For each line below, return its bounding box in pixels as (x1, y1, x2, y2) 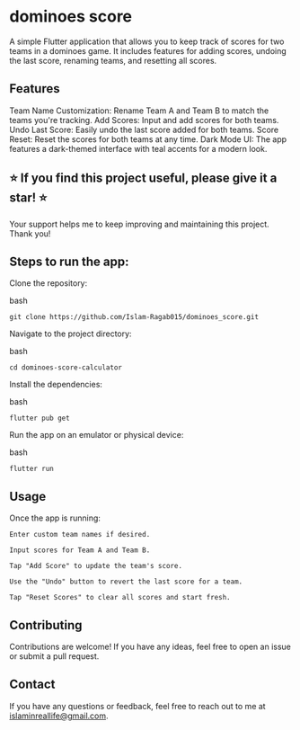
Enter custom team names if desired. (9, 530, 151, 539)
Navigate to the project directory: (9, 328, 132, 339)
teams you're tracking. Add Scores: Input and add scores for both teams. (9, 114, 279, 125)
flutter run (9, 465, 54, 474)
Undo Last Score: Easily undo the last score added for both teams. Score (9, 124, 279, 135)
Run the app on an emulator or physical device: (9, 430, 184, 441)
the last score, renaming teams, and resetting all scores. (9, 55, 217, 66)
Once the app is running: (9, 512, 101, 523)
